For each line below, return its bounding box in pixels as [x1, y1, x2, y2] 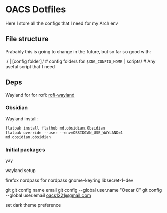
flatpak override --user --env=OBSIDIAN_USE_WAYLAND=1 [5, 130, 123, 135]
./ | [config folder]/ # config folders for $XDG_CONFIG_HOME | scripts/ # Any [5, 58, 156, 64]
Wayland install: [5, 115, 38, 122]
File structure [5, 35, 49, 44]
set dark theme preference [5, 202, 61, 208]
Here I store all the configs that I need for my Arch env [5, 20, 118, 26]
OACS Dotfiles [5, 4, 66, 15]
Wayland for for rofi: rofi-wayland [5, 92, 75, 98]
